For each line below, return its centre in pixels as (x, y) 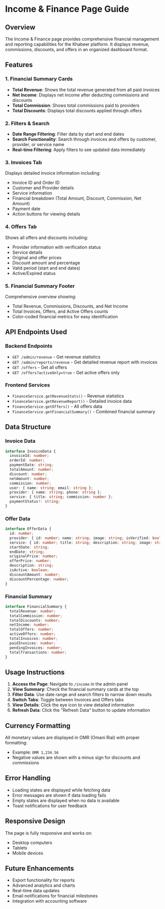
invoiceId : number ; (29, 456)
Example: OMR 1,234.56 (35, 752)
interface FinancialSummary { (36, 606)
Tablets (20, 848)
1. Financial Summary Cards (39, 79)
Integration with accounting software (49, 901)
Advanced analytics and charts (43, 885)
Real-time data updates (36, 891)
